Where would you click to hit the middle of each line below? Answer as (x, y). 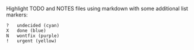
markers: (17, 15)
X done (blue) (26, 31)
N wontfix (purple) (33, 36)
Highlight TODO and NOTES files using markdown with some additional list (97, 9)
